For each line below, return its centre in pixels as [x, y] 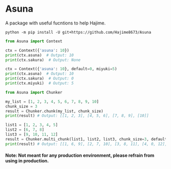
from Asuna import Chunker [34, 92]
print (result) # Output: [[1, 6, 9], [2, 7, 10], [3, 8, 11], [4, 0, [81, 144]
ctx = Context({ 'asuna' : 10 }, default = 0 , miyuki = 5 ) [61, 69]
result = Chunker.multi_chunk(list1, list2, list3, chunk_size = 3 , [77, 139]
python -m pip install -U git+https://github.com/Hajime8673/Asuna [78, 32]
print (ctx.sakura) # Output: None [43, 60]
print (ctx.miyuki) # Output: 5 [39, 83]
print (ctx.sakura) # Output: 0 [39, 79]
